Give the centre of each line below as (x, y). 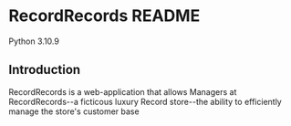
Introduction (45, 70)
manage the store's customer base (74, 111)
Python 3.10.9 (34, 41)
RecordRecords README (104, 16)
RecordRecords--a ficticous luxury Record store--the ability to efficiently (145, 101)
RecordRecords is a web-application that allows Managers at (123, 91)
